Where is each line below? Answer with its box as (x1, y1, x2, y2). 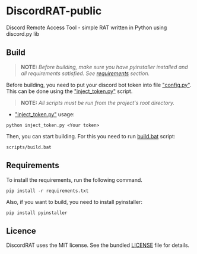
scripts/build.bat (6, 144, 52, 150)
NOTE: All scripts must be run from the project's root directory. (20, 99, 175, 106)
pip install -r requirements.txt (6, 188, 89, 194)
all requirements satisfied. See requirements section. (20, 70, 150, 77)
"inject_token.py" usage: (14, 110, 75, 117)
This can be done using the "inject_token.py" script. (6, 88, 133, 95)
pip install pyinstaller (6, 210, 68, 216)
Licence (6, 225, 37, 236)
